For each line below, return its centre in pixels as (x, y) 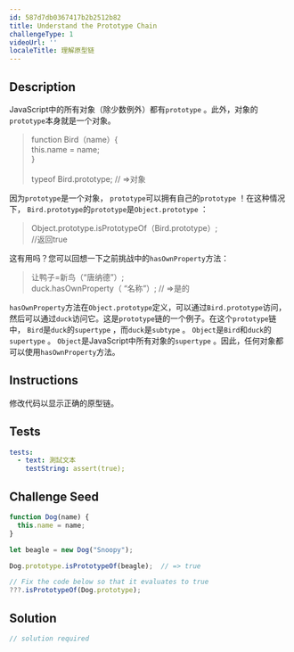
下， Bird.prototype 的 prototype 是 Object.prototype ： (109, 209)
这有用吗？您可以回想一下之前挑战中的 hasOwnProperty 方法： (119, 258)
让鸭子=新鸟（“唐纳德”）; (78, 276)
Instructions (44, 380)
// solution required (49, 639)
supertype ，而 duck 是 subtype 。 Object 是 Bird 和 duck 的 (173, 329)
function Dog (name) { (49, 517)
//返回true (49, 239)
